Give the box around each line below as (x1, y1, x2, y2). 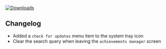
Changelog (5, 19, 41, 28)
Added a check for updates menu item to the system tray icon (12, 33, 144, 39)
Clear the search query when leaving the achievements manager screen (12, 38, 161, 44)
